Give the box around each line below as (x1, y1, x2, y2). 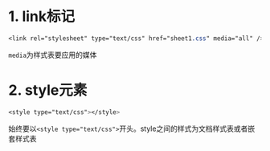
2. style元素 (8, 81, 88, 99)
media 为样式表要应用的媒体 (8, 50, 97, 59)
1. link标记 (8, 7, 76, 26)
